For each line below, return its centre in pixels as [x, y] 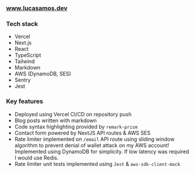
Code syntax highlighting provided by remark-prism [76, 126]
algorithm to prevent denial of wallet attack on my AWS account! [92, 145]
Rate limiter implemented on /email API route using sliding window [95, 139]
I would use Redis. [36, 158]
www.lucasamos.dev [37, 8]
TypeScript [28, 55]
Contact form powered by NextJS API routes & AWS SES [82, 133]
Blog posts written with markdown [56, 120]
